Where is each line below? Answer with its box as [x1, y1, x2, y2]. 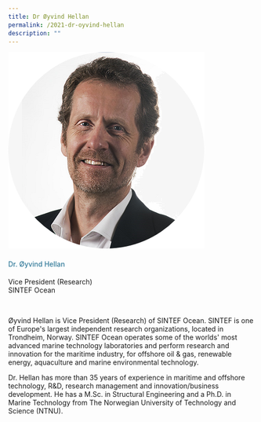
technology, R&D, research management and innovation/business [8, 381, 219, 391]
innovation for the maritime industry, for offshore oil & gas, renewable [8, 349, 233, 358]
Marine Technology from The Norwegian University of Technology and [8, 398, 237, 407]
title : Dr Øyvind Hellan [8, 13, 89, 20]
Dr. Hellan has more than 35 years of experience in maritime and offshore [8, 372, 245, 382]
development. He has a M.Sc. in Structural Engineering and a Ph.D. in [8, 389, 231, 398]
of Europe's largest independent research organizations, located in [8, 324, 224, 333]
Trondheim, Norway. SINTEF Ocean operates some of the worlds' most [8, 332, 237, 342]
